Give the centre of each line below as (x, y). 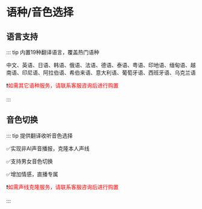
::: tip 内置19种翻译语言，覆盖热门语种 (53, 52)
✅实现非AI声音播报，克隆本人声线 (48, 148)
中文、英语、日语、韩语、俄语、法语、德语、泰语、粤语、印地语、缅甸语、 (98, 65)
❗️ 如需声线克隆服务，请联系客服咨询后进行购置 (63, 187)
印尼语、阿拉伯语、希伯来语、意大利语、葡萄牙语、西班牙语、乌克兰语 (109, 72)
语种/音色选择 (40, 12)
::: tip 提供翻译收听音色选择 (40, 135)
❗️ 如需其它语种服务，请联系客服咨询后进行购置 (63, 85)
